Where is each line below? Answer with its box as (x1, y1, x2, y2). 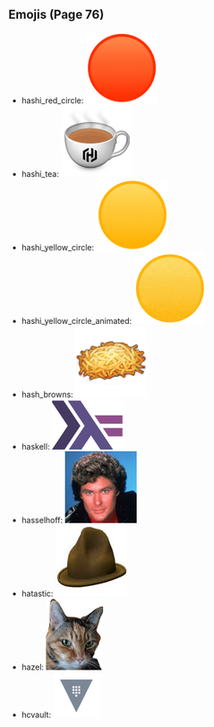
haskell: (21, 441, 50, 451)
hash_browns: (21, 389, 73, 399)
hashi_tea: (21, 168, 60, 179)
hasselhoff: (21, 514, 64, 525)
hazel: (21, 661, 45, 672)
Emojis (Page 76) (8, 7, 105, 22)
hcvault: (21, 709, 51, 720)
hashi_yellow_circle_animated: (21, 315, 133, 326)
